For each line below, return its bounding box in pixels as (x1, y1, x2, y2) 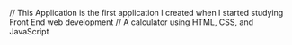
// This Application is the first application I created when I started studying (9, 8, 284, 18)
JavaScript (9, 26, 49, 36)
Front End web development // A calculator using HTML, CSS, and (9, 17, 254, 27)
